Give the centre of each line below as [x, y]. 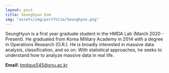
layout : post [19, 10]
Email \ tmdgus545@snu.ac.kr [36, 65]
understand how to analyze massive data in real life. [60, 55]
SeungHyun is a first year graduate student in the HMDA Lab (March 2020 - [85, 34]
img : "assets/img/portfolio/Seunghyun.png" [52, 19]
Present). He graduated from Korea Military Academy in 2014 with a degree [84, 39]
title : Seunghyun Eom [28, 15]
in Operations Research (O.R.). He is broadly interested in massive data [80, 45]
